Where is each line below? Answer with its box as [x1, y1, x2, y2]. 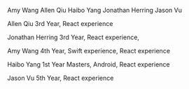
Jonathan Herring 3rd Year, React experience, [7, 33, 140, 41]
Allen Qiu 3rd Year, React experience [7, 20, 113, 27]
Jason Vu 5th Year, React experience [7, 74, 114, 82]
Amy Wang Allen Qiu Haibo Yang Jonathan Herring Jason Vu [7, 6, 182, 14]
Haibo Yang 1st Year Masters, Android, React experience [7, 60, 170, 69]
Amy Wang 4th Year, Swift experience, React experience [7, 47, 170, 55]
